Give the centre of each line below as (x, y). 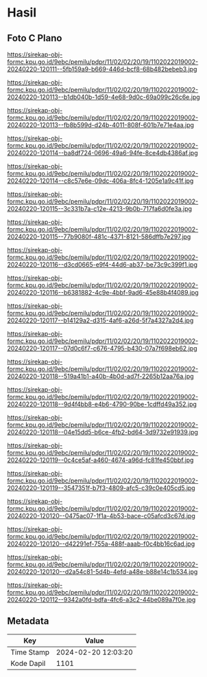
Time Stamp (30, 652)
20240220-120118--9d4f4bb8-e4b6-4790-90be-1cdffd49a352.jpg (102, 404)
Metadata (28, 621)
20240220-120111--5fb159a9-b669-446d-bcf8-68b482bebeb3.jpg (102, 69)
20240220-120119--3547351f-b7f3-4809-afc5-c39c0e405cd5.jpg (101, 488)
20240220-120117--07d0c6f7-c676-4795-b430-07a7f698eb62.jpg (102, 348)
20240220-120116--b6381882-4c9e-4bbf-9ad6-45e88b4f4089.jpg (103, 292)
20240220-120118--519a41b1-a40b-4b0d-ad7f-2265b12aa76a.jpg (100, 376)
